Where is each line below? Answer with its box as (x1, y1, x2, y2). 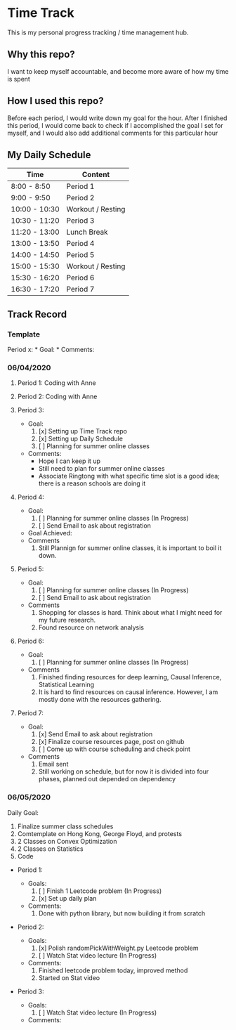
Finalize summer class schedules (17, 822, 114, 830)
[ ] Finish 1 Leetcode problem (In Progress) (38, 887, 162, 895)
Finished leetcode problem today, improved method (38, 966, 188, 974)
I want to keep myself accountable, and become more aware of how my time (7, 67, 230, 75)
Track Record (7, 308, 67, 320)
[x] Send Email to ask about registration (38, 730, 153, 738)
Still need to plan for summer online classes (38, 464, 165, 473)
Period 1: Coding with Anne (17, 379, 96, 387)
